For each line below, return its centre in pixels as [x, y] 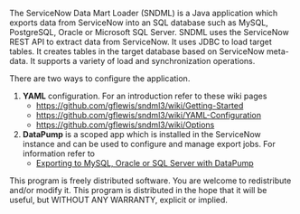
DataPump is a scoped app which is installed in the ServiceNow [142, 134]
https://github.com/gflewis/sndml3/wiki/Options [125, 125]
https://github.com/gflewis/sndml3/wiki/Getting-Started [140, 106]
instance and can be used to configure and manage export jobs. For [149, 144]
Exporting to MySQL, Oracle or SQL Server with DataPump [145, 163]
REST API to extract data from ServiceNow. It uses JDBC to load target [141, 42]
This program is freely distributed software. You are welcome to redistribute [150, 181]
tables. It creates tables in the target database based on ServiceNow [137, 51]
